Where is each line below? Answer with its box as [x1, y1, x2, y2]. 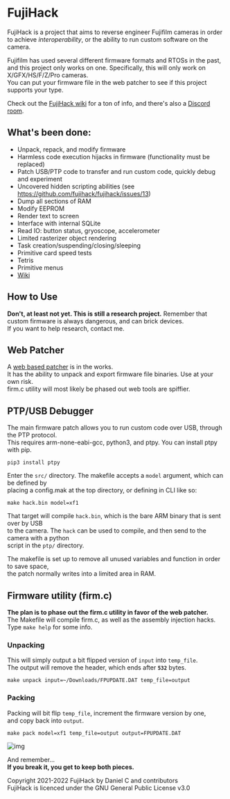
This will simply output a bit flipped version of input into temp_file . [7, 656, 198, 665]
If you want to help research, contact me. [7, 324, 125, 332]
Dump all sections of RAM [17, 197, 91, 205]
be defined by [7, 478, 47, 487]
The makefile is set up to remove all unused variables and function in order [7, 555, 220, 563]
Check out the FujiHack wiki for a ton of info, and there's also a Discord [7, 99, 211, 107]
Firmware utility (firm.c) [7, 590, 113, 602]
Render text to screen [17, 211, 80, 220]
